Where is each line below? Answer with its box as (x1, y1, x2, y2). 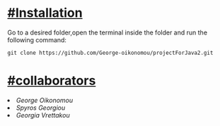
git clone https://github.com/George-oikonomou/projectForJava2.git (7, 49, 214, 56)
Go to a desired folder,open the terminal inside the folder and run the (7, 28, 207, 37)
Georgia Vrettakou (16, 111, 70, 119)
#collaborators (7, 73, 96, 89)
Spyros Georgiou (16, 103, 66, 112)
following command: (7, 35, 67, 44)
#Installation (7, 5, 83, 21)
